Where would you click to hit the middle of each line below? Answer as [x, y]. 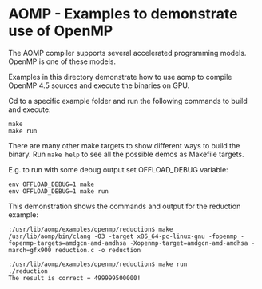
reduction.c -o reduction [98, 250]
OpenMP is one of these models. [62, 61]
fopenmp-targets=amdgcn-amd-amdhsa [67, 243]
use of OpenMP [61, 31]
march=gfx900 [30, 250]
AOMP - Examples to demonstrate [123, 14]
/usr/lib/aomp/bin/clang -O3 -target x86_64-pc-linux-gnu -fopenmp [123, 236]
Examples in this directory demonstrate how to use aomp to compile [120, 77]
